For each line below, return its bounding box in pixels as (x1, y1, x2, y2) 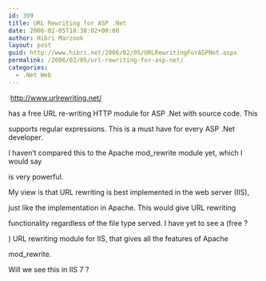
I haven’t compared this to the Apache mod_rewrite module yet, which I (8, 148, 243, 157)
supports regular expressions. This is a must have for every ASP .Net (8, 124, 236, 133)
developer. (8, 133, 44, 142)
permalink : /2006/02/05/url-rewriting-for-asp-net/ (8, 57, 184, 65)
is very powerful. (8, 172, 64, 181)
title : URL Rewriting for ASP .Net (8, 19, 127, 27)
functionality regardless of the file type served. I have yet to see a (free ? (8, 218, 248, 228)
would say (8, 156, 42, 166)
